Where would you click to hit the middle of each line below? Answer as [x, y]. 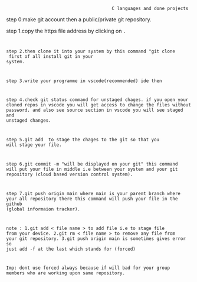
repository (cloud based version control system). [70, 174]
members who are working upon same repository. [66, 273]
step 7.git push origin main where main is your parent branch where [93, 193]
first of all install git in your [51, 56]
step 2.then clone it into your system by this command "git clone [91, 51]
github [14, 204]
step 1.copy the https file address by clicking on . [66, 31]
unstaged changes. [29, 121]
